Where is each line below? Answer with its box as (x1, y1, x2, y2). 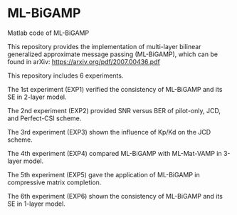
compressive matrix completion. (7, 178, 102, 187)
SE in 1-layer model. (7, 199, 65, 208)
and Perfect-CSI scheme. (7, 114, 82, 122)
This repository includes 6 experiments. (7, 71, 124, 80)
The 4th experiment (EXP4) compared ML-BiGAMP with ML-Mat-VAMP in (7, 149, 222, 157)
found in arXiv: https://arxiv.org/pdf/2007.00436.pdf (7, 57, 160, 65)
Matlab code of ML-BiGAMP (7, 28, 90, 37)
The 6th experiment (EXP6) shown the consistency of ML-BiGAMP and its (7, 192, 223, 200)
